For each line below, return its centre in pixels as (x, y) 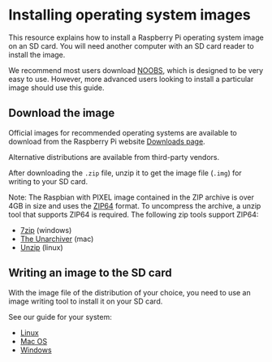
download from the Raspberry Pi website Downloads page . (107, 141)
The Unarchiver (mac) (57, 239)
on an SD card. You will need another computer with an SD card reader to (131, 45)
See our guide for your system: (60, 317)
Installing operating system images (130, 15)
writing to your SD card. (48, 181)
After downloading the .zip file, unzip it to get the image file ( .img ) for (125, 173)
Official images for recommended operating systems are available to (123, 132)
